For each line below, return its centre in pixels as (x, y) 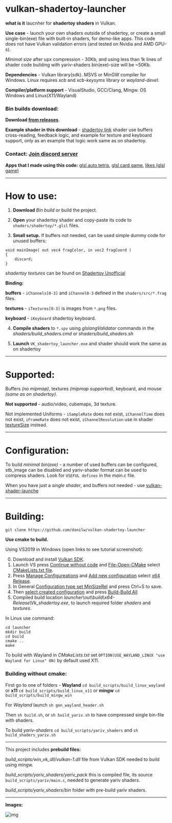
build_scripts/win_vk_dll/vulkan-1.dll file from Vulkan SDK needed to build (82, 759)
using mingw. (19, 765)
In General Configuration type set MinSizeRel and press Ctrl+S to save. (88, 586)
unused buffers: (29, 241)
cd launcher (18, 628)
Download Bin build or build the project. (55, 210)
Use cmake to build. (27, 540)
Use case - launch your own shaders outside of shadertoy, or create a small (85, 33)
